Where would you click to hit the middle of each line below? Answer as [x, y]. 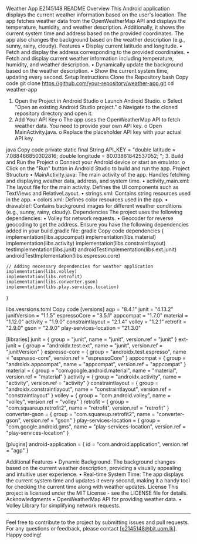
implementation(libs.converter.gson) [52, 282]
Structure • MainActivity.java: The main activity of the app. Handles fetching [98, 175]
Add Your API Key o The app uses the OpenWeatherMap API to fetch [97, 119]
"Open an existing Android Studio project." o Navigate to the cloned [96, 107]
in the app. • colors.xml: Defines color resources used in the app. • [87, 200]
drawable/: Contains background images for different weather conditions [94, 206]
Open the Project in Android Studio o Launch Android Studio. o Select [98, 101]
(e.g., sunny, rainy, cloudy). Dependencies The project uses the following [94, 212]
